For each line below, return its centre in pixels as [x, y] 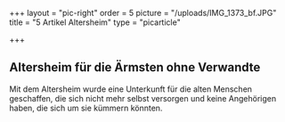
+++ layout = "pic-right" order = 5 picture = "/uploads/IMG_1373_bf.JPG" [143, 13]
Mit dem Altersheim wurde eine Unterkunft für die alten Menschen [130, 89]
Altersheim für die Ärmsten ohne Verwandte [135, 67]
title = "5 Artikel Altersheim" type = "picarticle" [95, 22]
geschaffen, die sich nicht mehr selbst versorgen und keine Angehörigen [143, 98]
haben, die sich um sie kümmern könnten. [86, 108]
